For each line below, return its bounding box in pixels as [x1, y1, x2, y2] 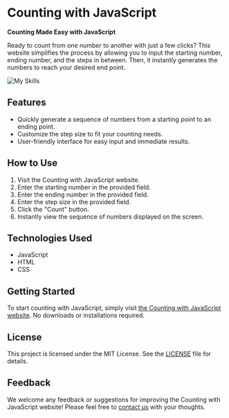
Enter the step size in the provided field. [17, 197, 131, 206]
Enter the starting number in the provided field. [17, 183, 151, 191]
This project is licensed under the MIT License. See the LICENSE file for [7, 349, 212, 358]
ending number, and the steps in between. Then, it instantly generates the [7, 55, 218, 64]
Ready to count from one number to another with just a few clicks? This [7, 41, 211, 49]
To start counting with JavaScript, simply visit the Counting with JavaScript [7, 304, 221, 312]
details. [7, 357, 28, 365]
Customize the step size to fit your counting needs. [17, 129, 163, 138]
